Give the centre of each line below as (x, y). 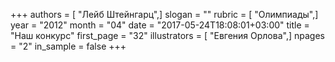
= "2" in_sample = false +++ (68, 46)
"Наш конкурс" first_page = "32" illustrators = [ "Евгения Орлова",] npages (167, 35)
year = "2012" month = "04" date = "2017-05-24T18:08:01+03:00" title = (160, 25)
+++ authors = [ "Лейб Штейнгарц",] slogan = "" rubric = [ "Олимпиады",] (164, 14)
